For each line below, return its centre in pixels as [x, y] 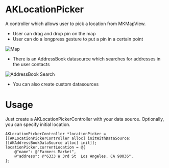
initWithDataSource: [109, 138]
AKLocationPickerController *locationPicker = [56, 134]
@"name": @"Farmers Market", [45, 152]
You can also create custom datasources [56, 84]
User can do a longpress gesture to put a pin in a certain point [78, 39]
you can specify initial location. [38, 124]
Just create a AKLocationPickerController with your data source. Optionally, [85, 119]
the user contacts [31, 64]
